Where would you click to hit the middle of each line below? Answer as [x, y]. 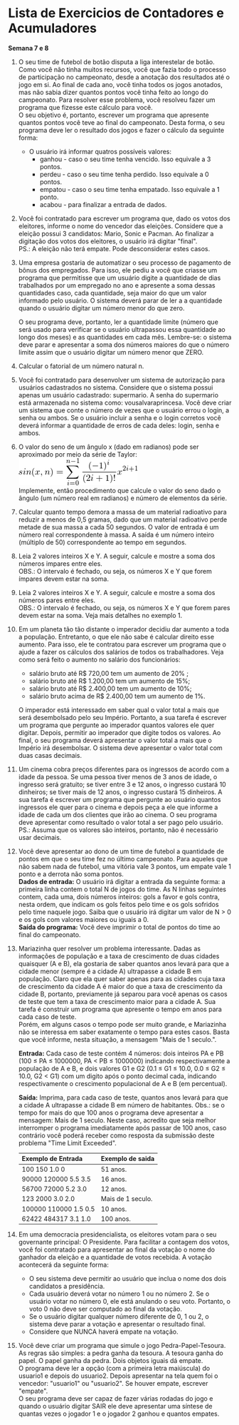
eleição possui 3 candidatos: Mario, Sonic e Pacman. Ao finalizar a [116, 233]
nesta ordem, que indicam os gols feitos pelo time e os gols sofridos [118, 904]
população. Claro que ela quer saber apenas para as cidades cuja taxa [122, 978]
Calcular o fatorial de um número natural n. [81, 366]
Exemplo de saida [128, 1159]
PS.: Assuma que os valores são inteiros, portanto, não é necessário [118, 830]
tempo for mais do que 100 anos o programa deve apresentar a [111, 1112]
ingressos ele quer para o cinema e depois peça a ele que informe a [118, 807]
